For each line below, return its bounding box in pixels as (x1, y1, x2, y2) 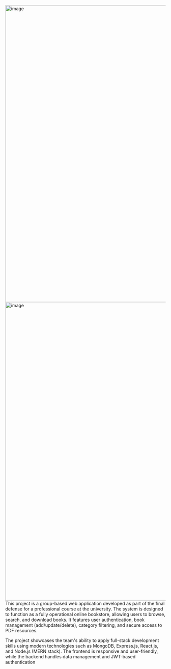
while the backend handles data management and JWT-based (5, 654, 136, 659)
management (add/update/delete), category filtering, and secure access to (5, 622, 162, 628)
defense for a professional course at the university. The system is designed (5, 606, 163, 612)
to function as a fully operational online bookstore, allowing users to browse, (5, 611, 165, 617)
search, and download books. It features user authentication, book (5, 617, 145, 623)
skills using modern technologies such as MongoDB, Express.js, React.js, (5, 643, 159, 649)
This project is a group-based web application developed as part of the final (5, 601, 165, 606)
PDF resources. (5, 628, 38, 633)
